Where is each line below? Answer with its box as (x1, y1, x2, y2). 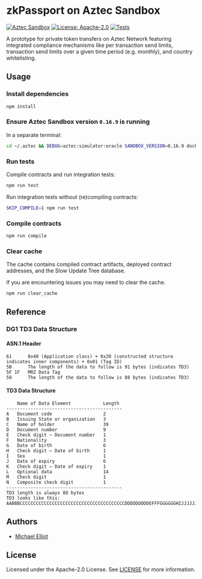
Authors (6, 516, 38, 527)
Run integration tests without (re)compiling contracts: (6, 193, 138, 200)
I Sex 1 (6, 453, 106, 459)
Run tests (6, 157, 35, 165)
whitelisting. (6, 54, 36, 61)
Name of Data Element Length (17, 400, 120, 406)
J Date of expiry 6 (6, 458, 106, 464)
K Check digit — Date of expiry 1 (6, 464, 106, 470)
